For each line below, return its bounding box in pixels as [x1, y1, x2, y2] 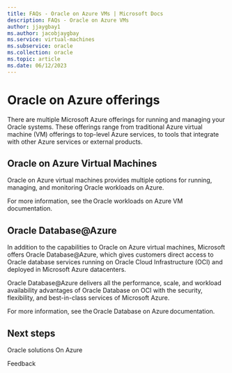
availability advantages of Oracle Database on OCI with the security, [7, 287, 203, 295]
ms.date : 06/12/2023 [7, 62, 68, 69]
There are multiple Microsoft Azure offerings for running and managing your [7, 115, 225, 123]
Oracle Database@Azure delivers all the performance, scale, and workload [7, 279, 222, 287]
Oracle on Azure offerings [7, 92, 160, 108]
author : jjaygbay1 [7, 23, 61, 30]
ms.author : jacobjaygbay [7, 29, 79, 37]
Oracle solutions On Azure [7, 346, 83, 354]
